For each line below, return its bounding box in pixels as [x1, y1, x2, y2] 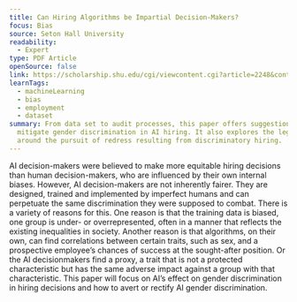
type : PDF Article [9, 54, 77, 63]
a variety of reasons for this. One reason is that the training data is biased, [9, 207, 279, 217]
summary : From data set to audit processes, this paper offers [9, 120, 247, 129]
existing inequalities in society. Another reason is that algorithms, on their [9, 226, 277, 237]
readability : [9, 37, 57, 47]
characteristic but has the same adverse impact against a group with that [9, 263, 276, 274]
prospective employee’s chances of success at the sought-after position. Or [9, 245, 286, 255]
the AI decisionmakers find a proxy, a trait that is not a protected [9, 253, 243, 265]
